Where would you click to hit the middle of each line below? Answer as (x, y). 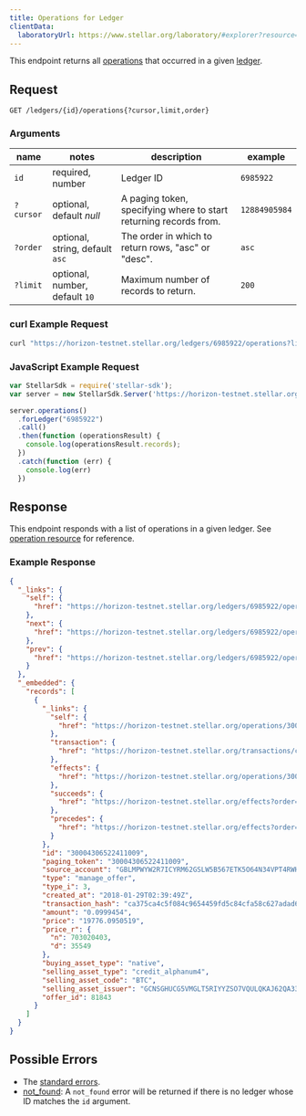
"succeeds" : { (76, 794)
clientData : (32, 26)
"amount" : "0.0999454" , (87, 912)
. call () (32, 427)
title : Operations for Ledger (67, 18)
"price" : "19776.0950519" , (93, 921)
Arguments (35, 133)
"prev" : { (45, 649)
